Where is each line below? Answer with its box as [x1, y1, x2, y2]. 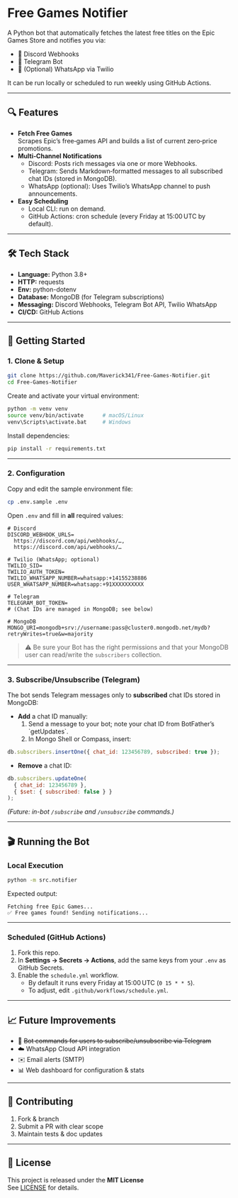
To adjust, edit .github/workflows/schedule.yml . [28, 986, 169, 994]
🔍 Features [7, 106, 59, 118]
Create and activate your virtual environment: [7, 392, 140, 400]
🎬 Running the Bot [7, 836, 90, 848]
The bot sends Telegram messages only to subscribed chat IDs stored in [7, 690, 221, 699]
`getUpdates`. [28, 727, 69, 736]
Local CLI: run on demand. [28, 204, 106, 213]
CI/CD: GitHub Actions [17, 307, 84, 316]
